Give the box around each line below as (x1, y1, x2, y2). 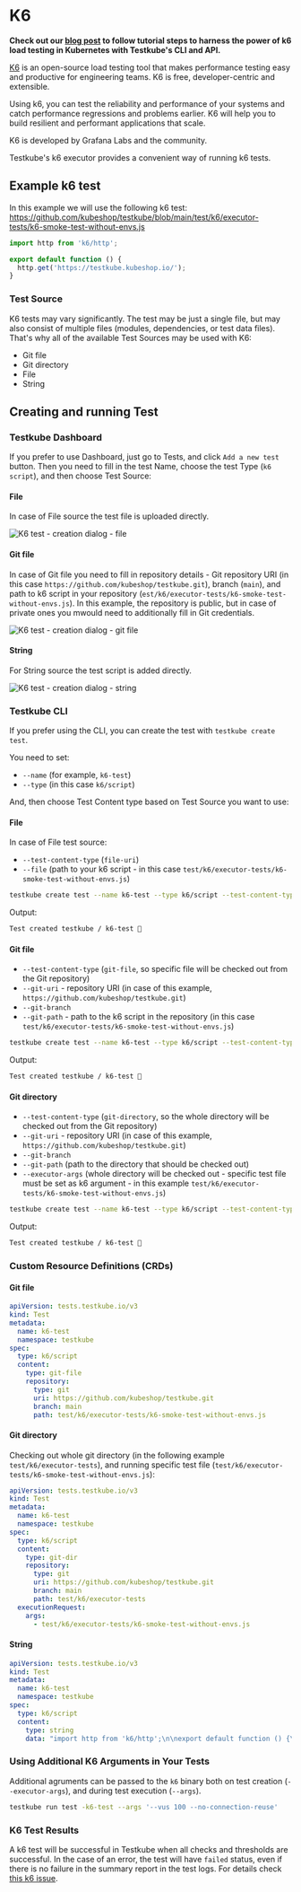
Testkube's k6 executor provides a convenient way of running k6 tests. (9, 152, 271, 162)
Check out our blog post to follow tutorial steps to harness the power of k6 (9, 35, 292, 46)
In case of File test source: (9, 837, 107, 848)
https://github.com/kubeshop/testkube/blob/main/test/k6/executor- (9, 212, 260, 223)
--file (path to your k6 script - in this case (21, 863, 182, 875)
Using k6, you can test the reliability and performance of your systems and (9, 98, 285, 109)
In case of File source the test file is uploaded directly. (9, 511, 209, 521)
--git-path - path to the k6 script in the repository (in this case (21, 1012, 255, 1022)
